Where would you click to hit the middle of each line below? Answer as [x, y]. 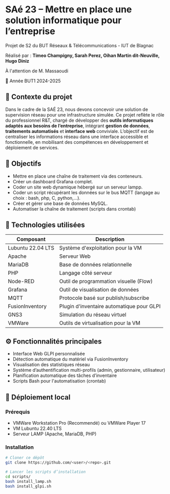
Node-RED [21, 281]
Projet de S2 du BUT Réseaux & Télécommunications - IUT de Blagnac [80, 45]
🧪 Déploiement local [38, 397]
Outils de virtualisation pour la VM [100, 323]
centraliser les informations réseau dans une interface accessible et [77, 137]
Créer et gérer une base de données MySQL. [60, 203]
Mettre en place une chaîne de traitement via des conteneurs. [78, 176]
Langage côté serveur [86, 273]
